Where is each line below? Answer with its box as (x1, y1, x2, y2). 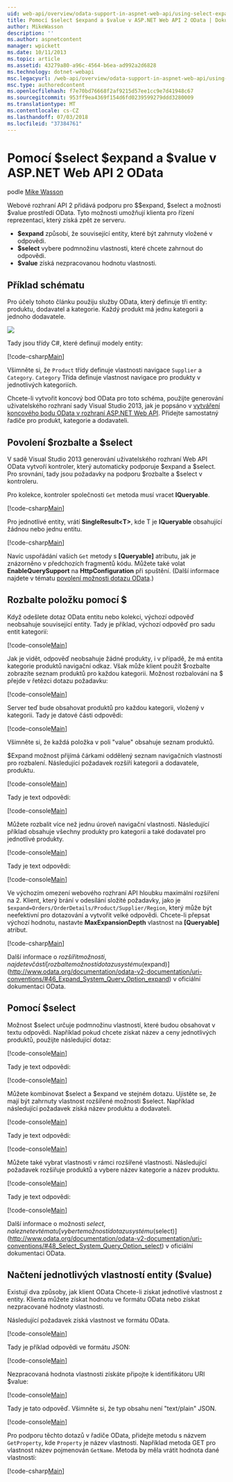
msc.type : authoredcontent (7, 81, 85, 88)
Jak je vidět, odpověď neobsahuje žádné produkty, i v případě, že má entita (7, 654, 223, 663)
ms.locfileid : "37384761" (7, 120, 82, 127)
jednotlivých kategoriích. (7, 380, 78, 389)
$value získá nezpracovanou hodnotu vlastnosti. (17, 259, 157, 268)
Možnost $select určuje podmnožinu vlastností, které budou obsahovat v (7, 1020, 216, 1029)
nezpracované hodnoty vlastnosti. (7, 1302, 105, 1311)
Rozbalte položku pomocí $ (7, 594, 128, 606)
